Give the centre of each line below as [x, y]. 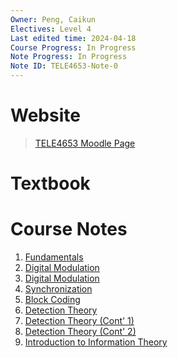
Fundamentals [54, 257]
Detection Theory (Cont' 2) [80, 332]
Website [45, 115]
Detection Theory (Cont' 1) [79, 321]
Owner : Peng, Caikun [53, 19]
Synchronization [58, 289]
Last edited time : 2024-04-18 [73, 38]
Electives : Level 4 [51, 29]
